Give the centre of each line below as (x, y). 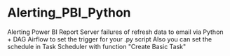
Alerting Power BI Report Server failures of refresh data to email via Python (115, 32)
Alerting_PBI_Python (69, 13)
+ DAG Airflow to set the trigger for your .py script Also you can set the (110, 39)
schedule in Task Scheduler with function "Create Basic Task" (97, 46)
